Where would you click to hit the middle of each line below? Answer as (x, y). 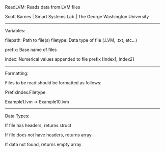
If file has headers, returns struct (38, 125)
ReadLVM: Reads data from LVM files (43, 7)
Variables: (15, 31)
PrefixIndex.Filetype (25, 92)
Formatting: (17, 73)
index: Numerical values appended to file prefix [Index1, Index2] (69, 59)
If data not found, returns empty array (43, 144)
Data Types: (17, 116)
